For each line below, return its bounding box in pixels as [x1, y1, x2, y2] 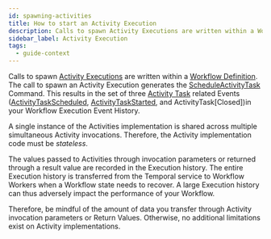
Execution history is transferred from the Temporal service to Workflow [8, 171, 244, 181]
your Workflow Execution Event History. [8, 106, 140, 115]
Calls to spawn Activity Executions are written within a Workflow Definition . [8, 72, 258, 81]
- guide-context [15, 49, 70, 57]
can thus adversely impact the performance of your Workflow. [8, 189, 215, 198]
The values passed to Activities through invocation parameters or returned [8, 154, 256, 164]
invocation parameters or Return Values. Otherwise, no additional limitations [8, 213, 261, 222]
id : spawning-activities [8, 11, 92, 20]
